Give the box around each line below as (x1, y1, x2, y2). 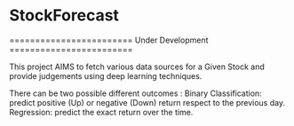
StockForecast (9, 5, 120, 26)
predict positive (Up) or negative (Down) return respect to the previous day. (9, 97, 286, 107)
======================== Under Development (9, 35, 209, 45)
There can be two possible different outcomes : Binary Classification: (9, 88, 262, 98)
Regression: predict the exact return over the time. (9, 106, 194, 117)
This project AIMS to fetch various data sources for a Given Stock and (9, 61, 265, 72)
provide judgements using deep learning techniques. (9, 70, 203, 81)
